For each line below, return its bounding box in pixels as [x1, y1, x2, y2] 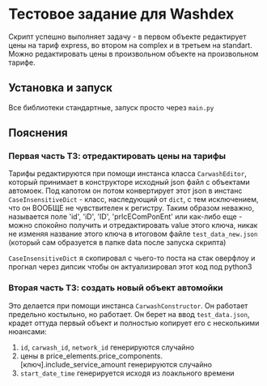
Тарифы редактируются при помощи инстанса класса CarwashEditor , [8, 169, 247, 178]
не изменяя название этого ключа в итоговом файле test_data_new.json [8, 229, 258, 239]
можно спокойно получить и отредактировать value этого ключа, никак [8, 221, 258, 230]
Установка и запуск [8, 81, 113, 95]
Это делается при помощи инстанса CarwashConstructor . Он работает [8, 301, 248, 311]
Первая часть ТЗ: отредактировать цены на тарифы [8, 151, 227, 162]
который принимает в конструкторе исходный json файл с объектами [8, 178, 251, 187]
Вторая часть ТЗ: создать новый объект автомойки [8, 282, 223, 294]
